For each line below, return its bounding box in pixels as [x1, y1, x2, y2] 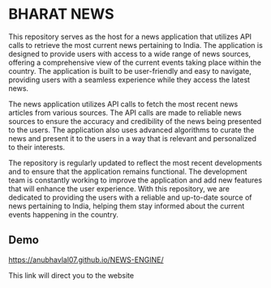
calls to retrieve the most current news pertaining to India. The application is [8, 40, 264, 49]
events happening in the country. [8, 209, 119, 219]
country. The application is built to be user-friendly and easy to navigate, [8, 66, 252, 75]
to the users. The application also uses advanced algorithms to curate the [8, 125, 255, 135]
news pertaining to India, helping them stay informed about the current [8, 200, 245, 211]
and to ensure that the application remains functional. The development [8, 166, 247, 176]
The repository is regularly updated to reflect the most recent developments [8, 157, 262, 167]
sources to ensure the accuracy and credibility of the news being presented [8, 116, 262, 126]
